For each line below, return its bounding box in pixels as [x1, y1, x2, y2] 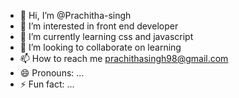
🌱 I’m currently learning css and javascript [19, 31, 194, 42]
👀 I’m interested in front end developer [19, 20, 179, 32]
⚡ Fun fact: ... [19, 78, 75, 90]
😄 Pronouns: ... [19, 67, 85, 79]
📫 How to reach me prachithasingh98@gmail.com [19, 53, 229, 64]
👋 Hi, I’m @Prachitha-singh [19, 10, 132, 21]
